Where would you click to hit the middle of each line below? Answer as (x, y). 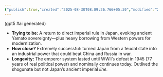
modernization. (27, 43)
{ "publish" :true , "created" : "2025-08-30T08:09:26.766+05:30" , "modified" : (80, 10)
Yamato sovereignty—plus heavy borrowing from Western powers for (81, 38)
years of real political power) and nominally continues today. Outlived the (85, 64)
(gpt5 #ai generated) (25, 23)
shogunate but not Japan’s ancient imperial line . (60, 69)
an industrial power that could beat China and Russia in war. (72, 54)
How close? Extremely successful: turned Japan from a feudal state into (84, 48)
